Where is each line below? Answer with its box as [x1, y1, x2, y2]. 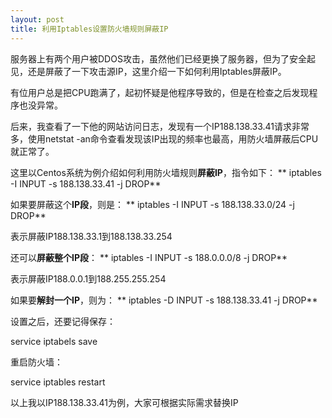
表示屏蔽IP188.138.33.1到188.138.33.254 [10, 230, 173, 242]
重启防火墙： [10, 356, 63, 368]
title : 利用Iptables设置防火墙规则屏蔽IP [10, 24, 169, 34]
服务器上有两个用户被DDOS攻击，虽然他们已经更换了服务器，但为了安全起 [10, 52, 316, 65]
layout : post [10, 14, 65, 25]
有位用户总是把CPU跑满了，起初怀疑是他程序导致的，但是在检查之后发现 [10, 86, 310, 98]
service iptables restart [10, 376, 106, 388]
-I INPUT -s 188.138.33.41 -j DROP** [10, 177, 162, 190]
